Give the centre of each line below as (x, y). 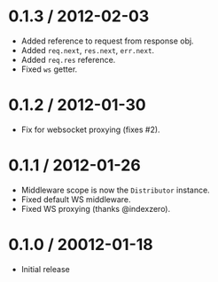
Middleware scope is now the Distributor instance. (115, 190)
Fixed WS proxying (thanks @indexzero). (96, 208)
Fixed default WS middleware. (76, 199)
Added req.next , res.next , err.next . (88, 50)
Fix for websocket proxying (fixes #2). (90, 129)
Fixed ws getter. (49, 69)
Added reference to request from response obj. (107, 41)
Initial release (45, 269)
